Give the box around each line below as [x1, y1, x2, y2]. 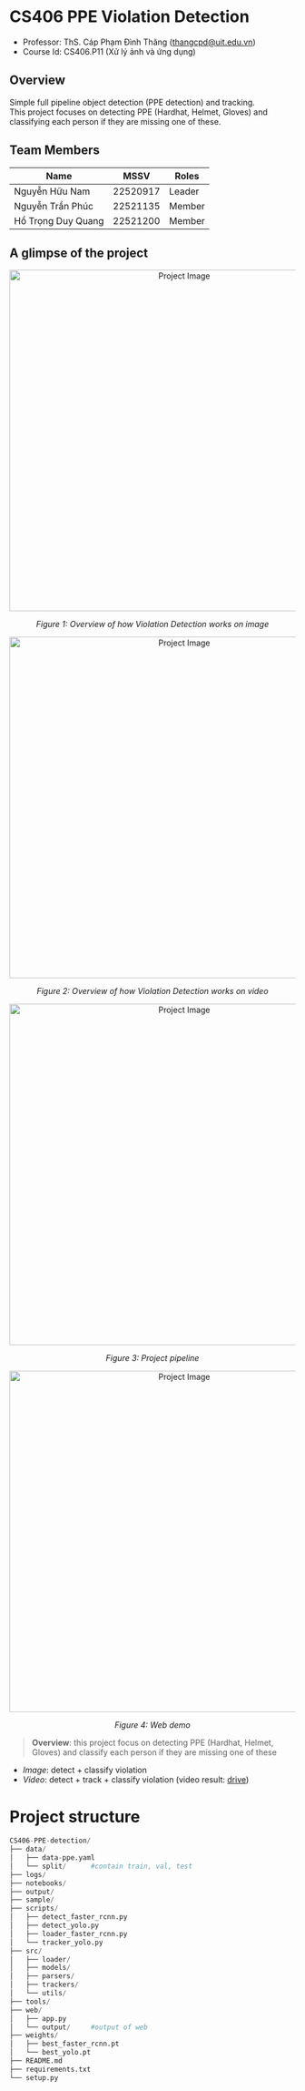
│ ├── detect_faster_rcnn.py [9, 1913, 128, 1922]
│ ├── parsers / [9, 1972, 75, 1981]
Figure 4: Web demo [114, 1720, 191, 1731]
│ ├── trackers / [9, 1980, 79, 1990]
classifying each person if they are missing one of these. [9, 116, 221, 127]
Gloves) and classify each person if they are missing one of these [31, 1747, 277, 1758]
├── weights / [9, 2031, 59, 2040]
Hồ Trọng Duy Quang [14, 214, 104, 227]
